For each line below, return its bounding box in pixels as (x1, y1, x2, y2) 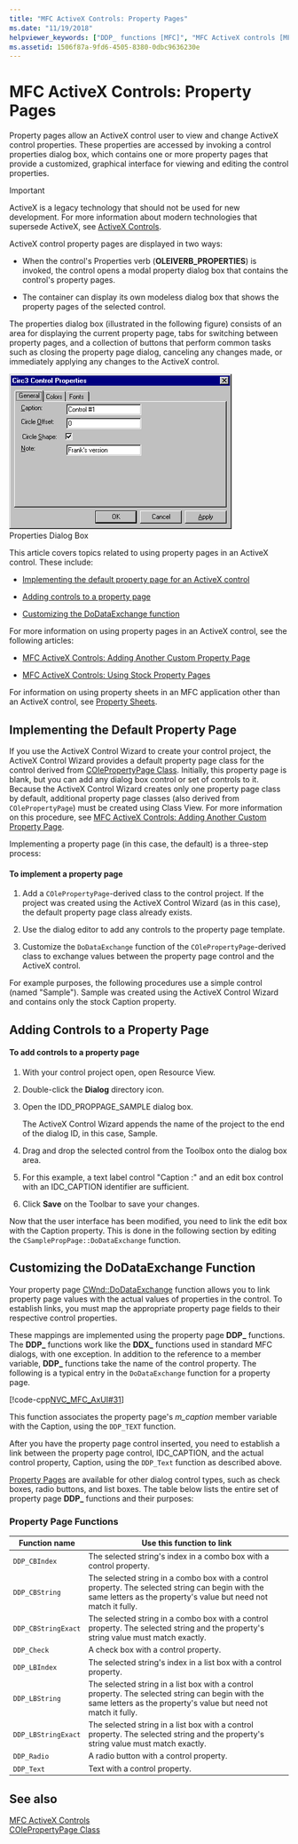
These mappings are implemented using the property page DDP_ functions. (9, 1329, 286, 1340)
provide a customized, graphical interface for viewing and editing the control (9, 158, 289, 169)
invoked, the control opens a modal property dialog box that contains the (21, 265, 288, 276)
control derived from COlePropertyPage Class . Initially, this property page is (9, 765, 287, 775)
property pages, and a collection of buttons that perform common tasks (9, 338, 272, 349)
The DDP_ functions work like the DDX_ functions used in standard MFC (9, 1339, 273, 1350)
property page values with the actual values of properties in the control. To (9, 1294, 283, 1304)
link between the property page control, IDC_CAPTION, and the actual (9, 1447, 264, 1458)
